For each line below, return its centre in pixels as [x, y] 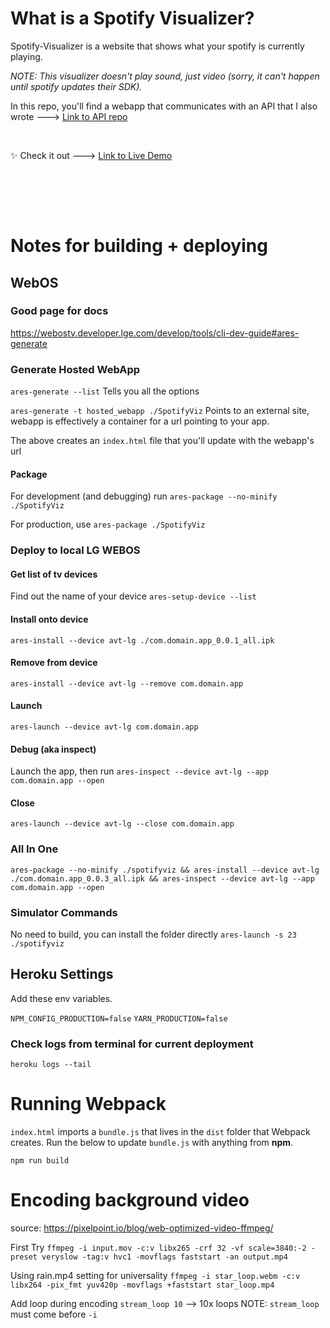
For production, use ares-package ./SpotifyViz [108, 524]
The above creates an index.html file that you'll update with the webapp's [162, 441]
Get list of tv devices [54, 574]
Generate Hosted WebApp [75, 369]
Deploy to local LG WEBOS [75, 550]
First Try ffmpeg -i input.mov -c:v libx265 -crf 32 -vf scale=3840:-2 [158, 1248]
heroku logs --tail [51, 1065]
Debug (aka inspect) [53, 749]
